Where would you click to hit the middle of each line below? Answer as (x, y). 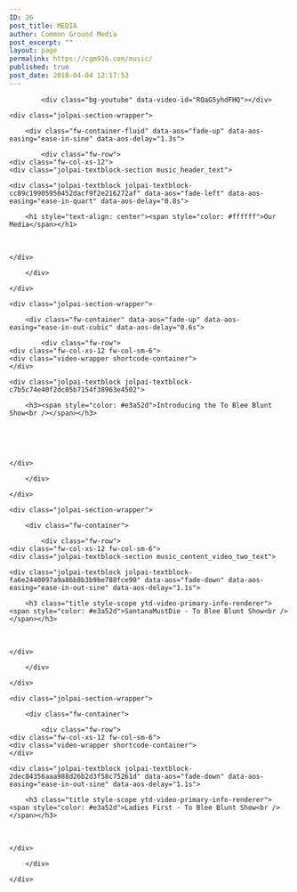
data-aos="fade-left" (185, 193)
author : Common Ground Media (63, 34)
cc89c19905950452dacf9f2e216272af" (75, 193)
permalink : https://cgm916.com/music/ (81, 59)
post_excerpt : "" (41, 42)
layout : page (33, 51)
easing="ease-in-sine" (51, 139)
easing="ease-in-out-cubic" (61, 327)
